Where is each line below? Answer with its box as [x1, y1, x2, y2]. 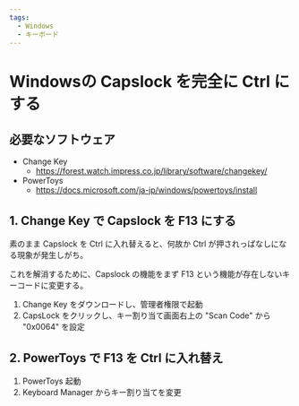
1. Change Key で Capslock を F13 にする [9, 212, 236, 229]
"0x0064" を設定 [21, 322, 85, 333]
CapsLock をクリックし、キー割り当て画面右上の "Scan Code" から [21, 310, 271, 321]
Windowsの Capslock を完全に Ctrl [9, 71, 271, 91]
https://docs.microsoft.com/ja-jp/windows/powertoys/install [35, 185, 258, 195]
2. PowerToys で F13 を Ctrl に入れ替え [9, 350, 224, 366]
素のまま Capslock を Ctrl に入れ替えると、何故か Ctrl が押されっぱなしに [9, 238, 279, 249]
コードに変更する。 [16, 280, 88, 291]
